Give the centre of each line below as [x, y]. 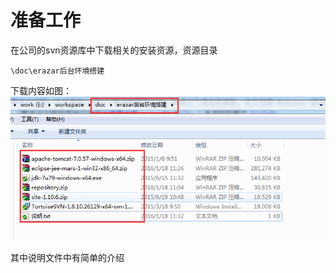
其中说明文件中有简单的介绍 [67, 258]
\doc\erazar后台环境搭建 [57, 71]
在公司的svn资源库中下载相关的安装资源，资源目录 [114, 50]
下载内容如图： [41, 90]
